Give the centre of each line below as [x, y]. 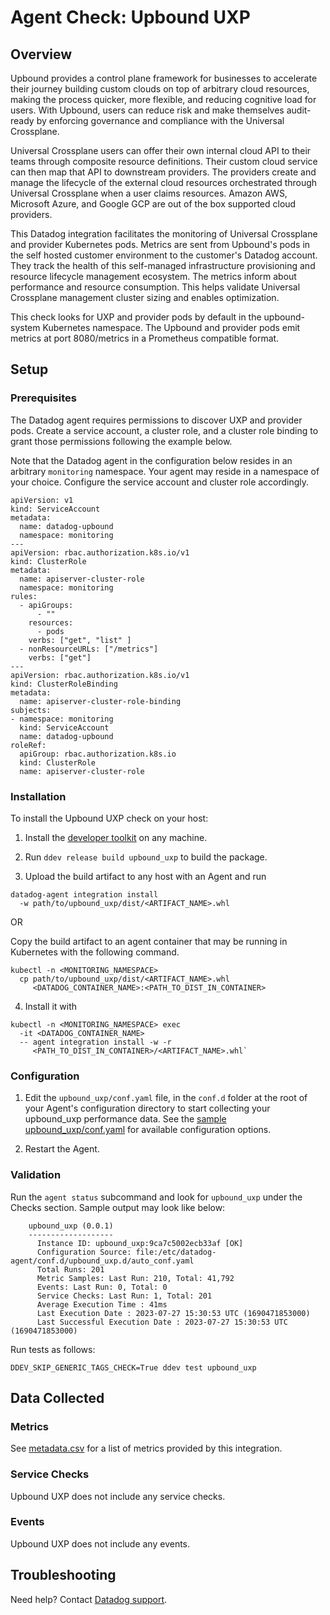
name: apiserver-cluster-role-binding [100, 701]
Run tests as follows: [53, 1349]
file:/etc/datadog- [176, 1252]
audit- [299, 110]
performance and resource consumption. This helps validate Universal [155, 287]
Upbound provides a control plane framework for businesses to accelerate [164, 78]
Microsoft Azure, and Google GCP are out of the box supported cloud [153, 204]
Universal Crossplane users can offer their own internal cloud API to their [161, 150]
